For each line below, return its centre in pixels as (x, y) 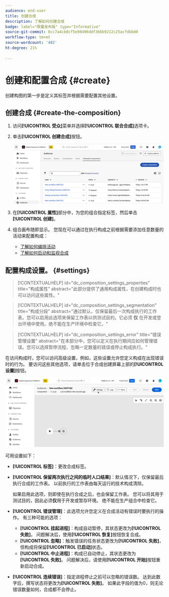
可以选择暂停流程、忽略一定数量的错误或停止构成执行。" (89, 347)
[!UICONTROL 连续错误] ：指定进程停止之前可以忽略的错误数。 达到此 (84, 577)
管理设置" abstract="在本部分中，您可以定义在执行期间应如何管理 (85, 341)
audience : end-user (26, 11)
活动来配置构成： (30, 236)
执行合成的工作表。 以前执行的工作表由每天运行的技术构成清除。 (79, 483)
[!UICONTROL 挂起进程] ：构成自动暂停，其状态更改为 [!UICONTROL (90, 528)
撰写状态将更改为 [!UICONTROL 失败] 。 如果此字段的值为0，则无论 (95, 583)
